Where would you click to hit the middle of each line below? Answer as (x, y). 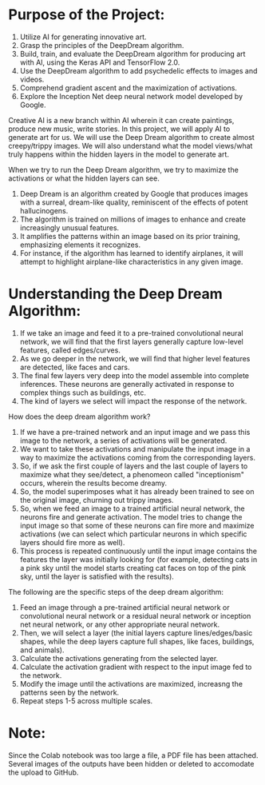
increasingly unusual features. (69, 227)
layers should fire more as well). (72, 542)
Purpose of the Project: (87, 15)
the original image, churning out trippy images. (97, 500)
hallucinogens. (44, 210)
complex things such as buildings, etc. (83, 392)
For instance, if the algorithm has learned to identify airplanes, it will (131, 253)
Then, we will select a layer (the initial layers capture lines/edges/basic (136, 632)
